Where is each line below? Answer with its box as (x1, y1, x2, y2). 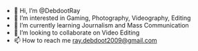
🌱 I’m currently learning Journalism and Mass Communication (13, 21, 190, 29)
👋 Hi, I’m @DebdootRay (13, 7, 81, 14)
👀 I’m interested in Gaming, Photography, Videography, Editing (13, 14, 191, 22)
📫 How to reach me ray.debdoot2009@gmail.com (13, 37, 157, 44)
